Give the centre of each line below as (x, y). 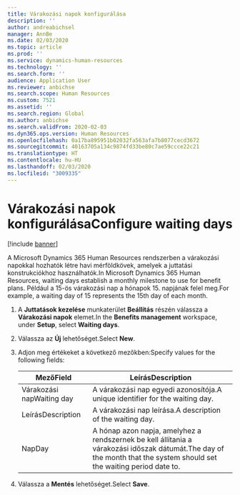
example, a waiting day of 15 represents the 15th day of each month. (108, 295)
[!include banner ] (33, 244)
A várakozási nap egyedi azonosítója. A (157, 389)
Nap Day (35, 449)
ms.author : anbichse (38, 120)
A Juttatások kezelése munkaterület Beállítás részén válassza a (113, 309)
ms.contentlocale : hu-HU (44, 160)
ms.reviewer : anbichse (41, 87)
